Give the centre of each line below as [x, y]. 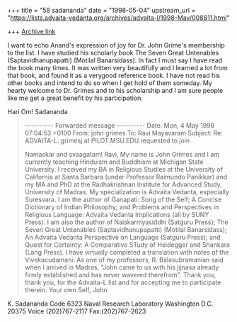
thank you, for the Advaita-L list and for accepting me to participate [123, 282]
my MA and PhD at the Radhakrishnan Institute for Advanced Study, [123, 184]
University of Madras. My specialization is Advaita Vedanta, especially [127, 192]
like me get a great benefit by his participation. [75, 98]
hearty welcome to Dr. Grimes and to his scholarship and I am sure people [115, 90]
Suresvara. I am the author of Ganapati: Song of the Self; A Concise [123, 199]
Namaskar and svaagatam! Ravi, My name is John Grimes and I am [122, 154]
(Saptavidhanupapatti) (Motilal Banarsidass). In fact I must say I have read [115, 60]
